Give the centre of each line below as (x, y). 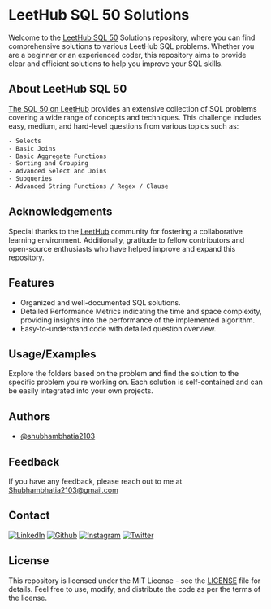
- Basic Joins (32, 148)
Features (31, 283)
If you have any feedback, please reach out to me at (95, 481)
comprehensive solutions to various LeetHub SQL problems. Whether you (131, 46)
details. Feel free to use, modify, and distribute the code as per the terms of (135, 589)
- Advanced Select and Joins (58, 171)
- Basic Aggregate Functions (58, 156)
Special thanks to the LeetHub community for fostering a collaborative (126, 231)
